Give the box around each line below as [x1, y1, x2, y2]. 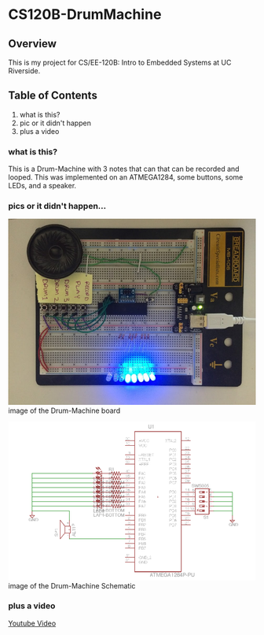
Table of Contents [8, 89, 98, 102]
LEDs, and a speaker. [8, 181, 77, 191]
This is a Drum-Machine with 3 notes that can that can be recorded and [8, 164, 240, 174]
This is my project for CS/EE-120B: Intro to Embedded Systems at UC [8, 58, 232, 67]
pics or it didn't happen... [8, 201, 107, 212]
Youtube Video [8, 618, 57, 628]
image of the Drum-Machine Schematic [8, 581, 136, 590]
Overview [8, 37, 57, 50]
